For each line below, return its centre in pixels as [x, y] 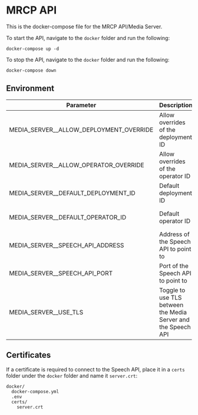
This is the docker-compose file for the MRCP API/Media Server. [84, 26]
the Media [173, 312]
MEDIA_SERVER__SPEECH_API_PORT [61, 273]
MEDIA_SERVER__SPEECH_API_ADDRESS [67, 245]
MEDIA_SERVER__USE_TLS [46, 312]
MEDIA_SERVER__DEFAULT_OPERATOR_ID [68, 217]
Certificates [29, 355]
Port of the [174, 265]
